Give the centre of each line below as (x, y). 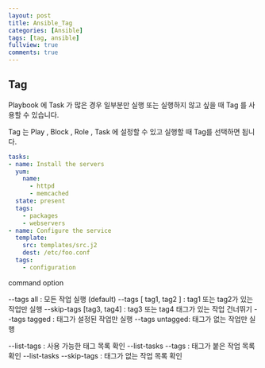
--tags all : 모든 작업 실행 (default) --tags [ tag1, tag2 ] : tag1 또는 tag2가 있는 (131, 299)
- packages (40, 215)
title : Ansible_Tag (40, 23)
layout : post (30, 15)
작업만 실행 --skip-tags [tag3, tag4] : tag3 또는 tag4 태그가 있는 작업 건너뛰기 (130, 309)
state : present (40, 201)
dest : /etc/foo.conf (56, 253)
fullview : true (33, 45)
